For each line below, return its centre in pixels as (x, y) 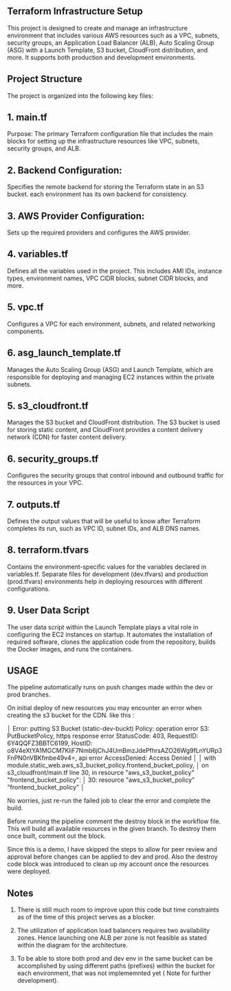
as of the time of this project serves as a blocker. (86, 917)
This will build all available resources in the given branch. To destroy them (112, 829)
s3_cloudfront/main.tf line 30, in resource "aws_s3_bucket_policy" (101, 773)
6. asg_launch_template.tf (64, 353)
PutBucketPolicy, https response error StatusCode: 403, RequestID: (103, 736)
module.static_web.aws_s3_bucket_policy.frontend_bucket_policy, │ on (108, 765)
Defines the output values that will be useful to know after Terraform (104, 521)
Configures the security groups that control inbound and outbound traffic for (115, 475)
